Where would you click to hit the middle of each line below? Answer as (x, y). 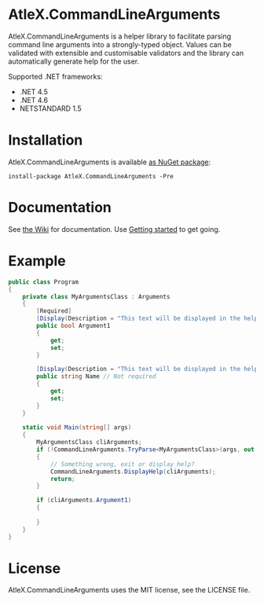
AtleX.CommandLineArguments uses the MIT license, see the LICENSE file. (129, 590)
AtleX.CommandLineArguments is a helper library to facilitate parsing (120, 36)
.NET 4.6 (34, 100)
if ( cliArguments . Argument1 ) (84, 501)
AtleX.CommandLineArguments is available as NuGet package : (110, 162)
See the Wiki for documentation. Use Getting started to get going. (114, 229)
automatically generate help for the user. (74, 61)
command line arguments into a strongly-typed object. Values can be (120, 44)
